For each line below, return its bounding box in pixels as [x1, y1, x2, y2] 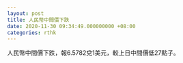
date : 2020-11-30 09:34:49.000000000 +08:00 [7, 23, 136, 29]
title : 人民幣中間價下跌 [7, 16, 70, 23]
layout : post [7, 10, 44, 17]
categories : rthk [7, 29, 57, 36]
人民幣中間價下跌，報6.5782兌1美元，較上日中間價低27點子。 [7, 49, 180, 57]
